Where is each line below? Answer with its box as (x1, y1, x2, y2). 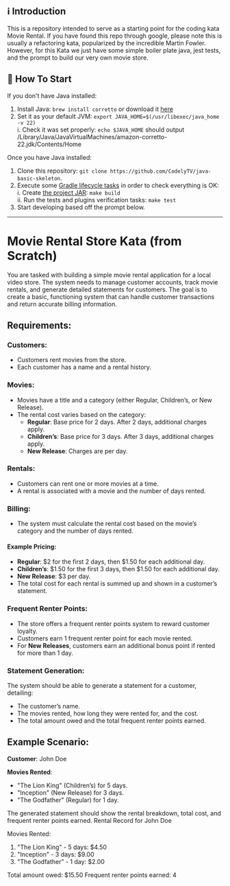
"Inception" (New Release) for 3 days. (16, 788, 125, 797)
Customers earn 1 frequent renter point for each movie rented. (16, 634, 193, 643)
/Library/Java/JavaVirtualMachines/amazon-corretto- (16, 132, 168, 141)
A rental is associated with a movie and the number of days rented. (16, 486, 206, 495)
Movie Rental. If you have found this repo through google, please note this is (7, 32, 222, 40)
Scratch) (7, 248, 57, 263)
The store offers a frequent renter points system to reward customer (16, 619, 210, 627)
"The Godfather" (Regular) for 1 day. (16, 795, 119, 804)
